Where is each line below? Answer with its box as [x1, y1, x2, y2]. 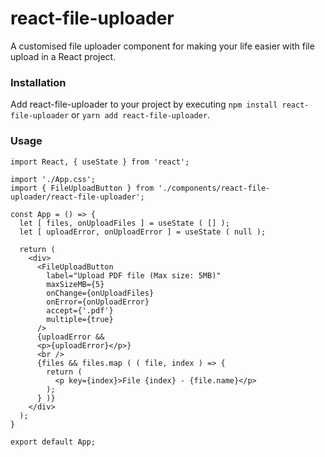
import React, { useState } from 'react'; [10, 157, 190, 167]
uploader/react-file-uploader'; [10, 192, 145, 202]
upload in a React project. [10, 50, 117, 62]
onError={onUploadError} [46, 297, 150, 307]
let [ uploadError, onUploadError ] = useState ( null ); [19, 227, 267, 237]
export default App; [10, 437, 97, 447]
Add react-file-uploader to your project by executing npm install [10, 98, 278, 111]
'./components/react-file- [158, 183, 271, 193]
